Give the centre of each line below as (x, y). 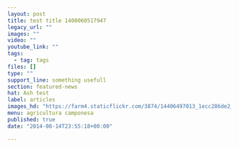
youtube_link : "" (33, 47)
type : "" (20, 73)
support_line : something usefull (57, 80)
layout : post (27, 14)
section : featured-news (43, 87)
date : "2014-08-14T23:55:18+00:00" (60, 126)
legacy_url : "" (30, 27)
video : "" (22, 40)
